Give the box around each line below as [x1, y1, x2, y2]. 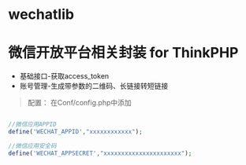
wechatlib [8, 5, 75, 24]
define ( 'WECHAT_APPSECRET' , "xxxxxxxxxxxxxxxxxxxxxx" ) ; [8, 149, 192, 157]
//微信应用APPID [8, 120, 57, 129]
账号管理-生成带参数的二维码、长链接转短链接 [19, 81, 169, 91]
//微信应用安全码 [8, 141, 57, 150]
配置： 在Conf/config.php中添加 [27, 98, 132, 108]
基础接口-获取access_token [19, 71, 110, 81]
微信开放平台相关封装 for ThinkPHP [8, 44, 239, 62]
